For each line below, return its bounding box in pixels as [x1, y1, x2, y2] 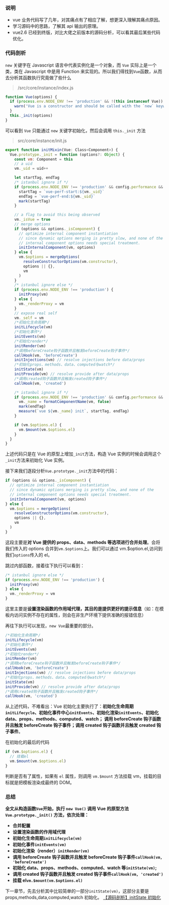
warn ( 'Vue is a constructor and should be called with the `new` [14, 104, 154, 109]
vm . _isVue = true [14, 217, 51, 222]
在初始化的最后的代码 [5, 739, 49, 745]
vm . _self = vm [14, 315, 44, 320]
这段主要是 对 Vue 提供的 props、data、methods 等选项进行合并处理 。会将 [5, 539, 160, 545]
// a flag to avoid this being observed [14, 213, 100, 218]
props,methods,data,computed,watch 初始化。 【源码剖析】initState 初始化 [5, 894, 161, 900]
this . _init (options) [10, 113, 53, 118]
